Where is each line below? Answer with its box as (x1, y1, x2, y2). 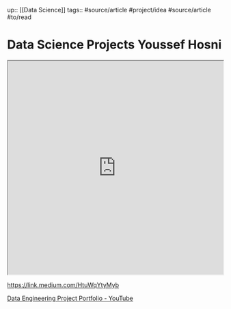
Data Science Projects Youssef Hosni (7, 37, 222, 53)
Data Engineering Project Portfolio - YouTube (7, 294, 133, 302)
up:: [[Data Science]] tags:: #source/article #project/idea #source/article (7, 6, 212, 14)
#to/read (7, 13, 32, 21)
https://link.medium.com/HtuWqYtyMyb (7, 280, 120, 289)
